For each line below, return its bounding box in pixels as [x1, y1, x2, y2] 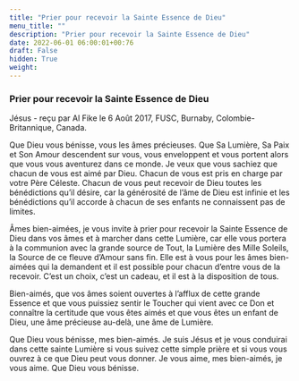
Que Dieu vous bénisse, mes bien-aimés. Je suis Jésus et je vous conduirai [9, 334, 288, 345]
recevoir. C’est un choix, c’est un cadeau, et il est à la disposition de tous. [9, 271, 279, 282]
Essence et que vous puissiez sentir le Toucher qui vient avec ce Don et [9, 298, 275, 309]
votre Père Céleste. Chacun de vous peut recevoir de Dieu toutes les [9, 178, 262, 189]
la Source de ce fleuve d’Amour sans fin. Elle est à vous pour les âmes [9, 252, 269, 263]
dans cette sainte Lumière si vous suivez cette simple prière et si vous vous [9, 343, 288, 354]
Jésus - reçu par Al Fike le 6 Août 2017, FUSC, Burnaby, [9, 113, 215, 123]
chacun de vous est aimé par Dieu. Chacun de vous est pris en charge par [9, 168, 284, 179]
